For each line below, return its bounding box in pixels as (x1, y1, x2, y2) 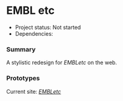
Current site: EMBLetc (6, 88, 62, 95)
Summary (6, 45, 36, 53)
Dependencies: (15, 30, 53, 37)
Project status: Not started (15, 24, 81, 31)
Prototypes (6, 74, 41, 82)
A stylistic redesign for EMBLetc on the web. (6, 59, 117, 67)
